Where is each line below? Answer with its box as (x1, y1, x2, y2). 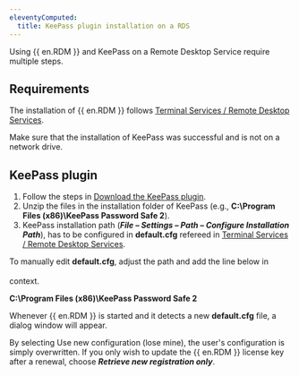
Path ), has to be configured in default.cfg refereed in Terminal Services (21, 229, 289, 240)
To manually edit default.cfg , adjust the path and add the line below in (9, 256, 269, 267)
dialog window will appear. (9, 320, 107, 330)
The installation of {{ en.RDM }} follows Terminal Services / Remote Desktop (9, 105, 290, 116)
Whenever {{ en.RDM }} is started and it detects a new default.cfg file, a (9, 310, 277, 320)
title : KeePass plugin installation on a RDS (17, 21, 191, 30)
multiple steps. (9, 56, 64, 66)
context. (9, 275, 40, 286)
